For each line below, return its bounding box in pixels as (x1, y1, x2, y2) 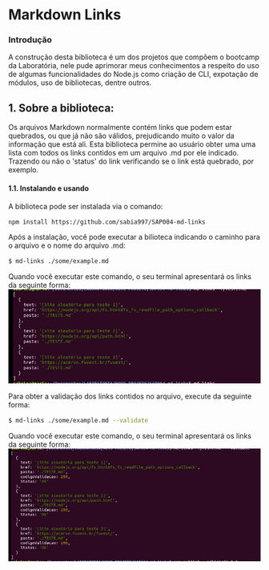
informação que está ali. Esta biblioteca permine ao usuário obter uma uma (8, 139, 256, 149)
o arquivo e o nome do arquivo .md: (8, 241, 126, 250)
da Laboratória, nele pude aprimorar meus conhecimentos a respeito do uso (8, 61, 260, 71)
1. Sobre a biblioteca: (8, 101, 114, 115)
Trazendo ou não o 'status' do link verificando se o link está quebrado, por (8, 156, 255, 166)
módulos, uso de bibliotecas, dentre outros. (8, 78, 152, 87)
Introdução (8, 34, 52, 46)
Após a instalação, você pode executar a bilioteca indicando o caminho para (8, 232, 260, 242)
